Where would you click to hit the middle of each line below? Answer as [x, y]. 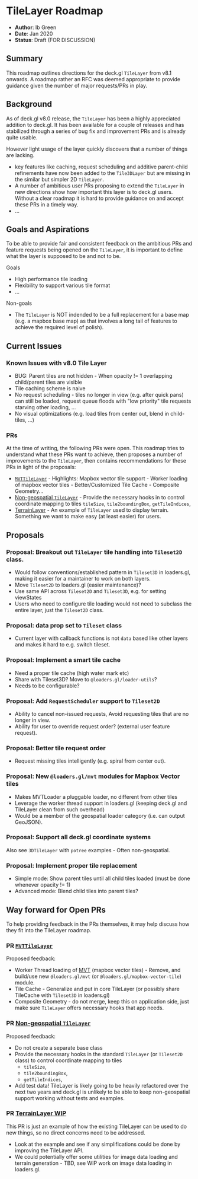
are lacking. [20, 155]
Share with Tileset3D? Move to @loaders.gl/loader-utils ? [86, 679]
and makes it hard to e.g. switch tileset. [62, 645]
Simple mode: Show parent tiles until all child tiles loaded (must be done [102, 878]
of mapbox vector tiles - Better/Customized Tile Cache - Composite [97, 485]
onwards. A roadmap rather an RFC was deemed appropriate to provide [93, 79]
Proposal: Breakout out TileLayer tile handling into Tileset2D [94, 552]
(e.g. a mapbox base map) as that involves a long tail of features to [96, 321]
